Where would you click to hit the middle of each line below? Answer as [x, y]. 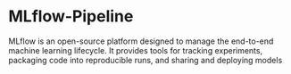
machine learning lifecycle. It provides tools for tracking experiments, [136, 50]
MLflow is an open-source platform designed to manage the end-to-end [141, 41]
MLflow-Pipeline [71, 16]
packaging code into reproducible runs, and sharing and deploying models [145, 60]
